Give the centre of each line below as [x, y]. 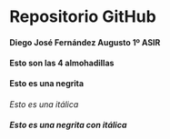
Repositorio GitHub [83, 17]
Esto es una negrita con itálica [68, 125]
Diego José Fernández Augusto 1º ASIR [85, 42]
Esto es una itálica [44, 104]
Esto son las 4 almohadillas [62, 63]
